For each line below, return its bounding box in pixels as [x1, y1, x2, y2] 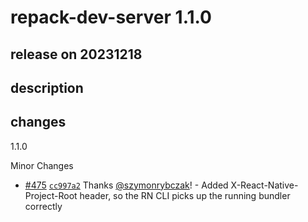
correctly [24, 200, 63, 212]
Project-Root [24, 189, 78, 201]
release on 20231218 [10, 46, 143, 63]
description [10, 79, 84, 96]
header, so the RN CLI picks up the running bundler [79, 189, 291, 201]
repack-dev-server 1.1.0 [10, 6, 212, 29]
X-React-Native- [230, 179, 299, 191]
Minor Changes [10, 159, 74, 171]
